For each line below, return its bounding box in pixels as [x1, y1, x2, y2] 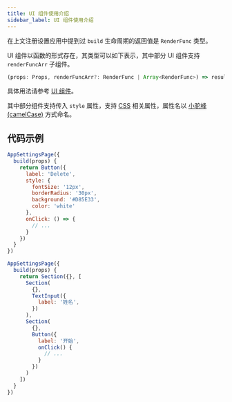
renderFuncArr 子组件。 [7, 60, 74, 68]
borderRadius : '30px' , [32, 190, 97, 197]
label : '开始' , [37, 337, 80, 345]
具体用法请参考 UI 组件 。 [7, 87, 78, 95]
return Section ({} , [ [19, 273, 81, 280]
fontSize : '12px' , [32, 183, 85, 190]
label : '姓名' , [37, 299, 80, 306]
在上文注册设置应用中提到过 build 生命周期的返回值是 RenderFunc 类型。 [7, 36, 212, 45]
